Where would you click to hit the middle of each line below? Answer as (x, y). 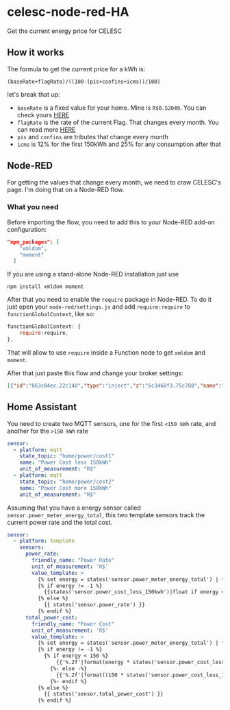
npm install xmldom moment (46, 287)
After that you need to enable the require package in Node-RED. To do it (110, 300)
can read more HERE (46, 129)
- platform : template (44, 541)
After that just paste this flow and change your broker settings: (95, 373)
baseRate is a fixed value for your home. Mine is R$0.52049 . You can (112, 108)
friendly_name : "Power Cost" (73, 624)
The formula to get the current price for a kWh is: (76, 69)
